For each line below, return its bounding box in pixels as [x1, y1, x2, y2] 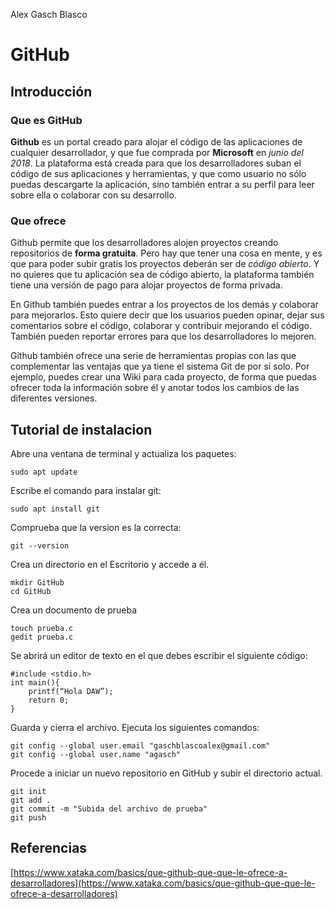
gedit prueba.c [10, 632, 74, 642]
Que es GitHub [10, 113, 83, 127]
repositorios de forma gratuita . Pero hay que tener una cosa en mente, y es [10, 247, 323, 259]
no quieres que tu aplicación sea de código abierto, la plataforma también [10, 269, 315, 281]
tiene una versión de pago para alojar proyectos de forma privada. [10, 279, 283, 291]
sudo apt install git [10, 504, 101, 514]
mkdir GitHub [10, 577, 65, 588]
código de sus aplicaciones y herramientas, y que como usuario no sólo [10, 167, 307, 179]
